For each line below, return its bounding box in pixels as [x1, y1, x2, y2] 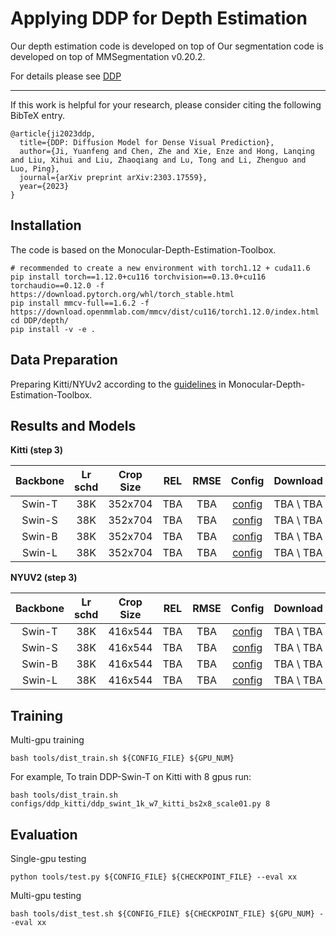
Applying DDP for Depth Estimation [10, 7, 308, 30]
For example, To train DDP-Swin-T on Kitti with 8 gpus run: [10, 771, 252, 783]
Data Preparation [10, 352, 118, 369]
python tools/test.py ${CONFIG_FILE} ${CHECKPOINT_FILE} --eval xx [10, 872, 298, 882]
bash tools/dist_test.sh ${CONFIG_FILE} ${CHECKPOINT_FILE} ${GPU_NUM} [10, 909, 315, 919]
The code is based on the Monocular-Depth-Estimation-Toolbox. [10, 243, 277, 256]
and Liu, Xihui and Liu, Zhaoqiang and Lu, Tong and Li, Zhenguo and [10, 155, 307, 165]
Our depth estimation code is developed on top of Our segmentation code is [10, 40, 324, 52]
